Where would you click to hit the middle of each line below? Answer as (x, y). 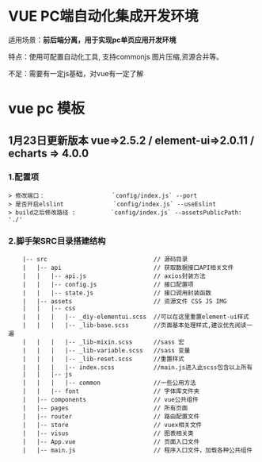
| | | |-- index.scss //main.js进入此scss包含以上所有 (138, 368)
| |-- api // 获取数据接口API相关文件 (128, 268)
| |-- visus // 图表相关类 (108, 433)
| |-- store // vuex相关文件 (112, 425)
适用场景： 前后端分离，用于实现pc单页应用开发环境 (92, 40)
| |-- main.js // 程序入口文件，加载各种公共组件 (138, 450)
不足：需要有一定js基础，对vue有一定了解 (76, 73)
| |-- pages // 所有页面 (105, 408)
